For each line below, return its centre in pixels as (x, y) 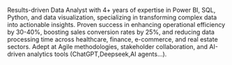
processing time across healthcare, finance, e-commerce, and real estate (113, 39)
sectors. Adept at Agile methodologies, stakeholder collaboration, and (107, 47)
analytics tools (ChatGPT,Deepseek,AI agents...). (97, 54)
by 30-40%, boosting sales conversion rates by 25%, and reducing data (111, 32)
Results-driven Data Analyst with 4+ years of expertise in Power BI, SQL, (111, 10)
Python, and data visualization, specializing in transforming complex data (112, 17)
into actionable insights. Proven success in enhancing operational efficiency (116, 25)
